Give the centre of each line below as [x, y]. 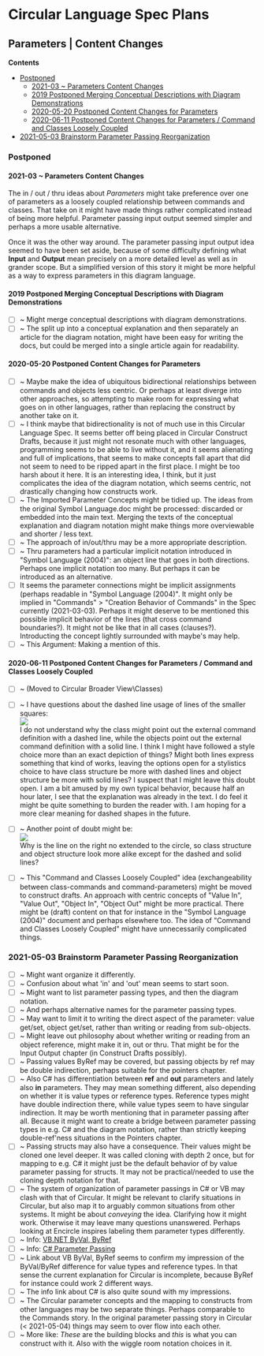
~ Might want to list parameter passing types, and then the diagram [129, 992]
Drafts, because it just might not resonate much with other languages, [133, 441]
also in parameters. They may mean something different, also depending [138, 1088]
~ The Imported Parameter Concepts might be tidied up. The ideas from [136, 499]
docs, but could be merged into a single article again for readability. [129, 346]
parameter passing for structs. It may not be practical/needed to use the [137, 1172]
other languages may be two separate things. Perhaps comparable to [132, 1309]
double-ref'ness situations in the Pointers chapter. [101, 1138]
